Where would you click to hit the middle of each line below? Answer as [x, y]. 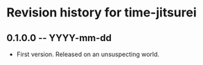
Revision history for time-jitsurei [101, 13]
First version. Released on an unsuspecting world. [88, 54]
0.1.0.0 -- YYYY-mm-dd [59, 38]
